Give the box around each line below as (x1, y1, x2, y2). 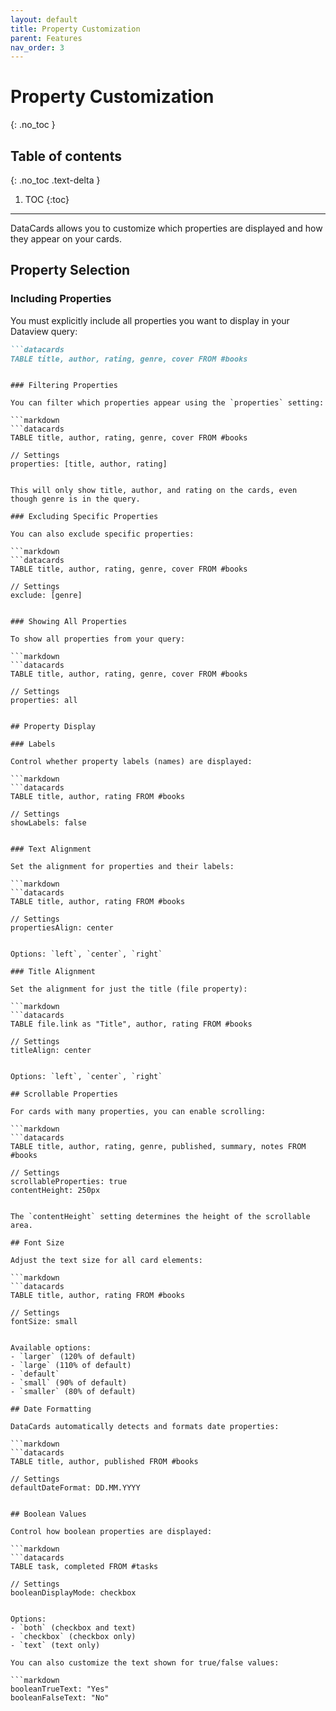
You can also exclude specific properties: (10, 529, 195, 540)
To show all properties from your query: (10, 634, 186, 645)
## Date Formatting (10, 1404, 92, 1415)
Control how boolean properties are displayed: (10, 1527, 213, 1537)
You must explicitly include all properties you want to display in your (10, 314, 290, 326)
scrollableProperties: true (10, 1177, 128, 1187)
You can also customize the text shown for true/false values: (10, 1658, 280, 1668)
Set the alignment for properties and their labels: (10, 862, 235, 872)
